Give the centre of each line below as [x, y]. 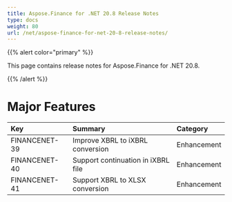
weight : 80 [23, 26]
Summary [89, 129]
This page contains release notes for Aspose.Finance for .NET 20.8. [104, 65]
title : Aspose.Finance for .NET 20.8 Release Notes [83, 13]
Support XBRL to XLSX [109, 180]
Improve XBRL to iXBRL [110, 141]
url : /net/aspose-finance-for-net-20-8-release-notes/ [88, 33]
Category [192, 129]
